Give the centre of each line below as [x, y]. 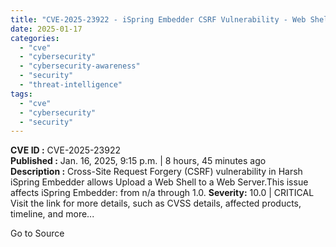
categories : [35, 38]
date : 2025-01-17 [46, 29]
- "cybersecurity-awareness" [80, 66]
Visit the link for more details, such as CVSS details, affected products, [156, 203]
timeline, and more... [52, 214]
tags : [21, 94]
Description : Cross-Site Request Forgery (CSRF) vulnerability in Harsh [156, 172]
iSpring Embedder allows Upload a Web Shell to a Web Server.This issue [159, 182]
